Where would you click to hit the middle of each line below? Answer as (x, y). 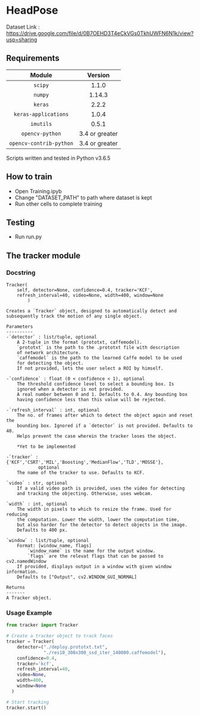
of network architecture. (49, 353)
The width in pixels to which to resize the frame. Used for (94, 509)
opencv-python (41, 134)
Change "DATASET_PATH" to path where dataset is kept (83, 197)
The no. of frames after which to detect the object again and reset (105, 416)
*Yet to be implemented (46, 447)
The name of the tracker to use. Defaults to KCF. (81, 473)
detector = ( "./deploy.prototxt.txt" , (62, 647)
